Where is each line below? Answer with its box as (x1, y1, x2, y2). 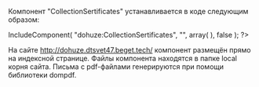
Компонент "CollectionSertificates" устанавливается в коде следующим (8, 7, 249, 16)
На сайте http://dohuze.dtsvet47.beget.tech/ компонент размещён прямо (8, 45, 251, 54)
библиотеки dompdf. (8, 71, 77, 79)
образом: (8, 15, 40, 24)
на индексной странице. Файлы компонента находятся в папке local (8, 54, 238, 63)
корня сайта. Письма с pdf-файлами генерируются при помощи (8, 62, 224, 71)
